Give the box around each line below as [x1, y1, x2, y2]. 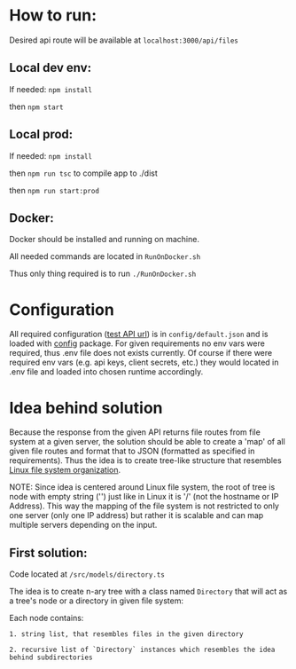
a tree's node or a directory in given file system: [9, 595, 184, 606]
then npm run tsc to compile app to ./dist [9, 168, 158, 178]
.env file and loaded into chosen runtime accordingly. [9, 366, 204, 377]
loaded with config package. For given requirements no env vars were [9, 338, 266, 349]
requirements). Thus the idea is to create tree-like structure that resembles [9, 455, 282, 466]
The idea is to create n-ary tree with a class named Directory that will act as [9, 586, 288, 597]
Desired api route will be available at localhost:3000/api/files [9, 35, 239, 45]
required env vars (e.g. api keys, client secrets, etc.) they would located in [9, 357, 279, 368]
